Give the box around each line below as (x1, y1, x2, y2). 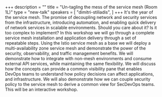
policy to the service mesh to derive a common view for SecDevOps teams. (5, 81, 155, 87)
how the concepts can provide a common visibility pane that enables (5, 66, 142, 72)
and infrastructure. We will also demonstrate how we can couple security (5, 76, 151, 82)
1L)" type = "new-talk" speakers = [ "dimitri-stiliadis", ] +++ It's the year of (5, 9, 153, 15)
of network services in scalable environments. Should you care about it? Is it (5, 25, 157, 31)
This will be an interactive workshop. (5, 87, 78, 92)
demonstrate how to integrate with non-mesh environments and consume (5, 56, 152, 61)
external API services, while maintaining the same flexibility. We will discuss (5, 61, 156, 66)
